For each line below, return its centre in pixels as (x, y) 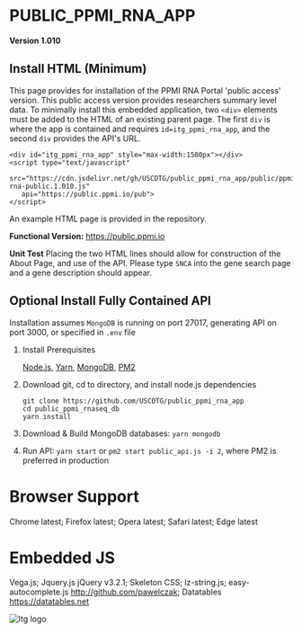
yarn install (47, 416)
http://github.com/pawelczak (124, 592)
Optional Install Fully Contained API (110, 301)
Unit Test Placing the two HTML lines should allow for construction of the (145, 254)
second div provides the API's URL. (75, 138)
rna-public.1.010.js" (50, 186)
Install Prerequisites (59, 349)
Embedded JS (62, 557)
